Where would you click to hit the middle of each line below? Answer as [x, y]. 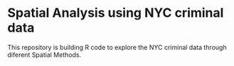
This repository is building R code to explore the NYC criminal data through [117, 47]
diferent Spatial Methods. [44, 55]
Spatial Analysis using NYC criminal [116, 13]
